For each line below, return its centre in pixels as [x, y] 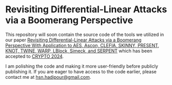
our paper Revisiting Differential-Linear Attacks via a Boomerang [73, 40]
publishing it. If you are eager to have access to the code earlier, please [81, 71]
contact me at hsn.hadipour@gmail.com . [48, 77]
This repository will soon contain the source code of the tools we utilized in [85, 34]
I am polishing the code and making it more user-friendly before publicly [82, 66]
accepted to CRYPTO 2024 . [35, 56]
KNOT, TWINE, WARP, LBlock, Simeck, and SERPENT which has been [79, 51]
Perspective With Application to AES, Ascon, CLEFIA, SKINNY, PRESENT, [82, 45]
